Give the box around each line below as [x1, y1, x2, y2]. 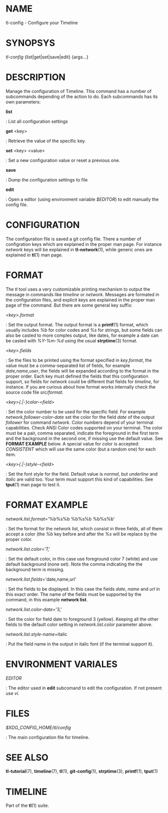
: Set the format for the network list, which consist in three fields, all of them [6, 525, 162, 531]
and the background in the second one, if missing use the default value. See [6, 435, 163, 441]
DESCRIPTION [6, 71, 66, 83]
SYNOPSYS [6, 37, 55, 49]
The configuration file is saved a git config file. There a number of [6, 236, 142, 242]
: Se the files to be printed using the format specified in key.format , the [6, 357, 152, 363]
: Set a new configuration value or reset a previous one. [6, 157, 120, 163]
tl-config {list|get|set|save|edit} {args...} [6, 54, 89, 60]
